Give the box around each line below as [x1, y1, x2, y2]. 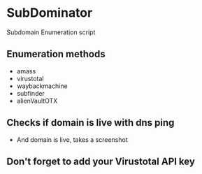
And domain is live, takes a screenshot [16, 135, 128, 144]
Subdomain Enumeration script [6, 28, 96, 36]
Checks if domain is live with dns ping [6, 117, 175, 129]
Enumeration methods [6, 48, 106, 60]
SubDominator [6, 5, 93, 21]
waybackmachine [16, 82, 68, 90]
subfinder [16, 89, 45, 97]
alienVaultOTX [16, 96, 58, 105]
